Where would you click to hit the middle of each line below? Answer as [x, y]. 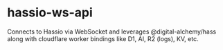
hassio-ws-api [50, 13]
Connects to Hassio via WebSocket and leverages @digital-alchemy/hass [112, 32]
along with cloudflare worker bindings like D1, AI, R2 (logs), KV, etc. [103, 38]
